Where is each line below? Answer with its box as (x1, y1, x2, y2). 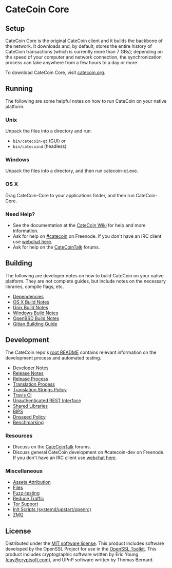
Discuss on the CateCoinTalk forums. (12, 443, 91, 450)
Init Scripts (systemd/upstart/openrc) (12, 506, 91, 513)
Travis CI (12, 392, 32, 398)
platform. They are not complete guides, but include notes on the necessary (5, 278, 166, 284)
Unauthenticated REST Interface (12, 397, 81, 404)
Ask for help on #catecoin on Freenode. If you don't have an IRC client (12, 233, 162, 239)
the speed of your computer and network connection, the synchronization (5, 54, 162, 60)
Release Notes (12, 370, 44, 376)
